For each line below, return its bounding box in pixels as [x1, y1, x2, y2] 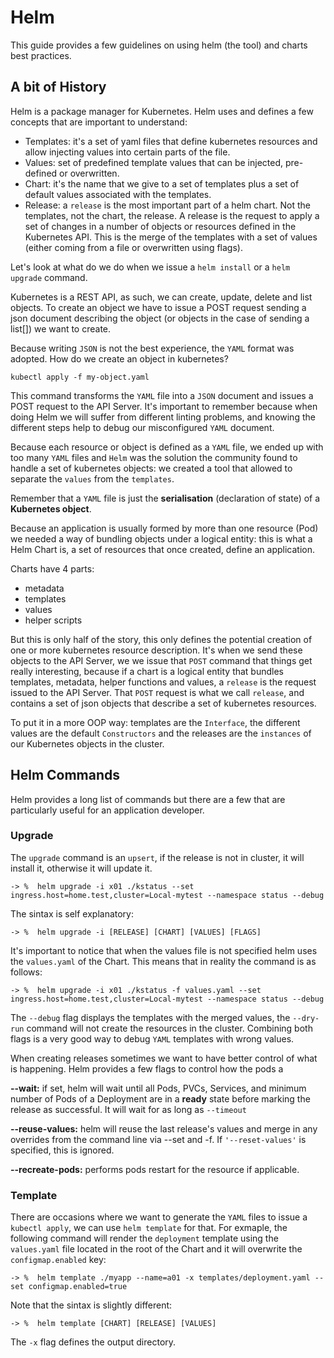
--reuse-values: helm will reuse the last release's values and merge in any [10, 1122, 318, 1135]
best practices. [10, 49, 72, 61]
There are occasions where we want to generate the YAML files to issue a [10, 1211, 308, 1223]
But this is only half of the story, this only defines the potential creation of [10, 633, 313, 645]
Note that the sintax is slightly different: [10, 1299, 173, 1311]
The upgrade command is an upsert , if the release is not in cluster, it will [10, 851, 305, 863]
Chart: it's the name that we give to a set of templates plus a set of [24, 177, 300, 190]
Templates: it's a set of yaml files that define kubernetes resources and [24, 135, 318, 147]
